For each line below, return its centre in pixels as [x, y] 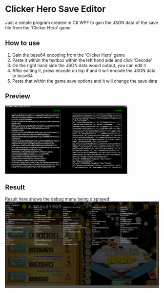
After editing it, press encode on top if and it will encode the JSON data [84, 70]
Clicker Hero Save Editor [55, 9]
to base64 [22, 76]
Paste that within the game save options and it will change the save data [85, 81]
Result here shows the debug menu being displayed [57, 199]
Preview [18, 96]
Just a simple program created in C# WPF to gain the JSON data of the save [82, 23]
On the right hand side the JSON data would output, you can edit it [79, 65]
